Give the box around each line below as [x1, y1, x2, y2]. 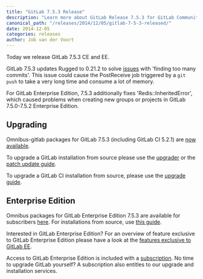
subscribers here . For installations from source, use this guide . [6, 218, 162, 225]
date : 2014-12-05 [6, 25, 50, 32]
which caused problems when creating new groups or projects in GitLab [6, 96, 186, 103]
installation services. [6, 267, 57, 274]
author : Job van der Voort [6, 37, 74, 43]
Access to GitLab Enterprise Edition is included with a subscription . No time [6, 254, 195, 262]
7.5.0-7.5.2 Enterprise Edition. [6, 102, 79, 109]
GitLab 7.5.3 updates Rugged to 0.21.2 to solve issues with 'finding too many [6, 65, 196, 72]
